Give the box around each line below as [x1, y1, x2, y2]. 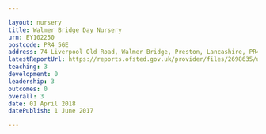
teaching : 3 [8, 63, 47, 71]
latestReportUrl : [8, 56, 66, 63]
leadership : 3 [8, 77, 55, 86]
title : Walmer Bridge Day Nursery [8, 25, 123, 34]
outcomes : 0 [8, 85, 47, 93]
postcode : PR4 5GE [8, 40, 69, 48]
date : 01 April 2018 [8, 100, 77, 108]
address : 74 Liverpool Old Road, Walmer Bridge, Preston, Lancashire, [8, 48, 246, 56]
